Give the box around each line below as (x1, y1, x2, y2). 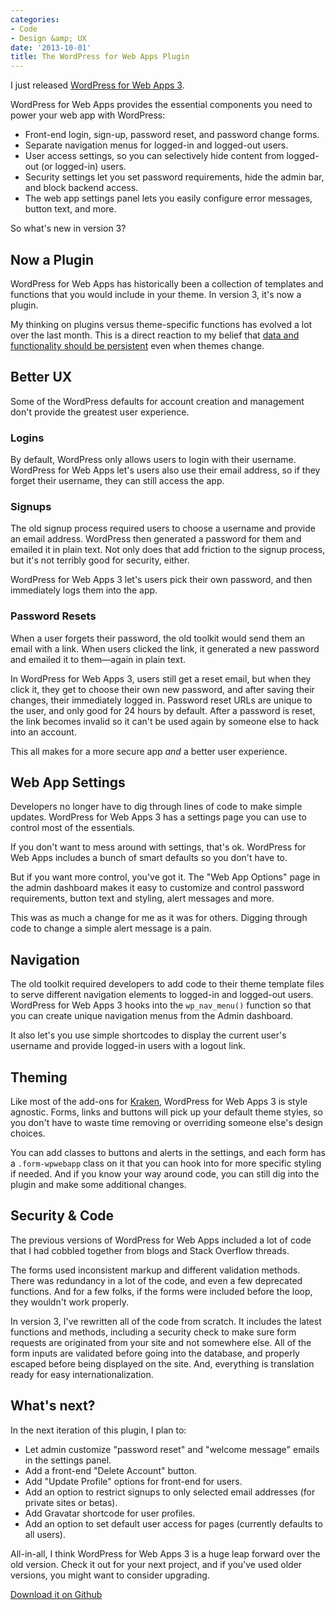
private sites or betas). (24, 1496, 118, 1508)
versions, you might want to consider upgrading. (10, 1569, 210, 1581)
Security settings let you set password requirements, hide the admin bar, (24, 171, 325, 183)
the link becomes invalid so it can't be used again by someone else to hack (10, 715, 320, 727)
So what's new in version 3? (10, 222, 127, 235)
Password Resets (10, 609, 97, 623)
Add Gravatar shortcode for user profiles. (24, 1507, 196, 1519)
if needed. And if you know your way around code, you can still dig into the (10, 1168, 320, 1180)
